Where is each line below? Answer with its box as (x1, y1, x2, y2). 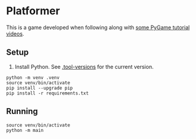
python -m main (6, 127, 44, 133)
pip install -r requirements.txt (6, 90, 89, 96)
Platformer (6, 4, 61, 18)
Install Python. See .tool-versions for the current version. (14, 63, 154, 70)
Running (6, 106, 39, 116)
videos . (6, 30, 24, 37)
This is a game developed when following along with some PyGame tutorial (6, 24, 190, 31)
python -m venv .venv (6, 74, 60, 81)
